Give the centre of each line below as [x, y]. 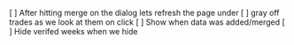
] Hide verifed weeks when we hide [73, 31]
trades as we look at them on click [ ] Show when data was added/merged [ [147, 22]
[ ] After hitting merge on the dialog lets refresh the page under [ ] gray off [144, 13]
